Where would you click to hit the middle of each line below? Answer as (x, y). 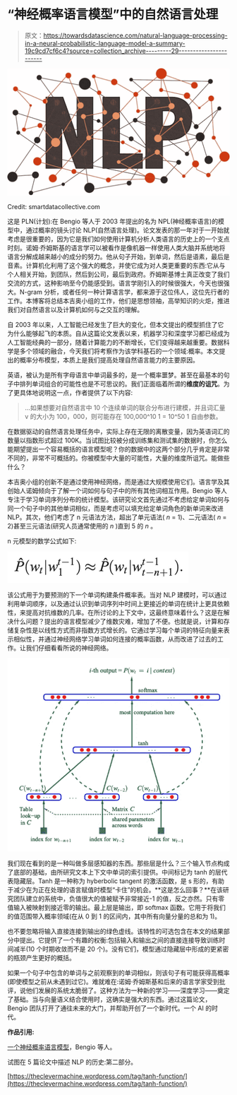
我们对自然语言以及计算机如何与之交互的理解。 (75, 309)
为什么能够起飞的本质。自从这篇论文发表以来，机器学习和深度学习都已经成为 (119, 333)
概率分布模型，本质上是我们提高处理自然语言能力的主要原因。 (109, 360)
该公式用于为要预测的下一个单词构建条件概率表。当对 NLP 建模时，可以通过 (117, 595)
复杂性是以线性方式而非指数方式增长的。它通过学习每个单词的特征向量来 (118, 630)
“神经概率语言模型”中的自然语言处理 (113, 14)
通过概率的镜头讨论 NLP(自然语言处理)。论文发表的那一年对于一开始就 (128, 230)
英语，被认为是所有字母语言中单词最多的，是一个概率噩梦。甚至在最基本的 (115, 374)
